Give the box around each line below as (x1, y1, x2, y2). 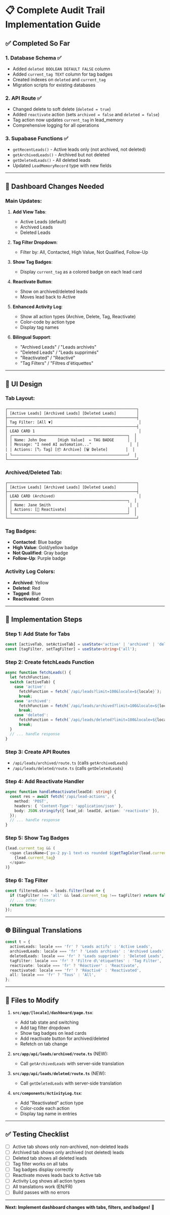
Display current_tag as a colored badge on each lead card (20, 269, 142, 275)
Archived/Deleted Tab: (5, 468, 62, 476)
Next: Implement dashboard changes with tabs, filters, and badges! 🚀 (5, 1204, 155, 1210)
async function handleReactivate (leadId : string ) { (5, 789, 116, 795)
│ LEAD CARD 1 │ (5, 428, 142, 433)
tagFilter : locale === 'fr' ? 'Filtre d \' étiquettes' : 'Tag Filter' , (10, 958, 162, 963)
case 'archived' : (14, 698, 51, 703)
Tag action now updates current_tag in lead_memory (12, 117, 124, 123)
